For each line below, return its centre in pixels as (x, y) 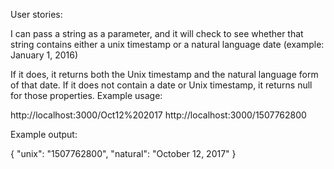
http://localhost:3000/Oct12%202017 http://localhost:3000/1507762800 (158, 115)
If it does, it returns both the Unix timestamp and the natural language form (164, 74)
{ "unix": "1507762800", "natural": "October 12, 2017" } (123, 153)
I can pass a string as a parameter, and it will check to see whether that (157, 33)
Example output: (44, 134)
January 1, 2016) (44, 55)
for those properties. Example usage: (86, 95)
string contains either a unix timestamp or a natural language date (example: (167, 44)
